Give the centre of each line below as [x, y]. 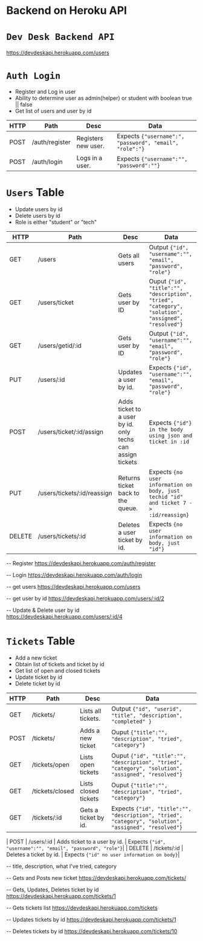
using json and [171, 435]
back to [129, 493]
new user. [90, 146]
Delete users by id [37, 216]
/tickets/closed [53, 791]
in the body [166, 429]
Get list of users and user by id [53, 111]
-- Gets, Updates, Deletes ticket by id [53, 890]
